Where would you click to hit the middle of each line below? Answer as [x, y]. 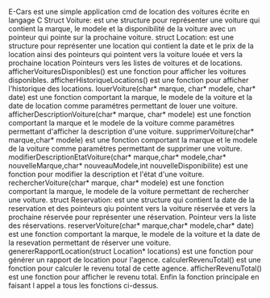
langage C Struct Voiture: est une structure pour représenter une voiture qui [134, 20]
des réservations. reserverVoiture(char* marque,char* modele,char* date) [131, 226]
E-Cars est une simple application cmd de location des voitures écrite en [129, 12]
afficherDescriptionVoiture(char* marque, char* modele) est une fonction [130, 114]
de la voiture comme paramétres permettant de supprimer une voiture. [126, 149]
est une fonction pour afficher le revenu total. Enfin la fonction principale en [134, 277]
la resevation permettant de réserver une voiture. [90, 242]
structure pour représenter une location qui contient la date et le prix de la [131, 46]
